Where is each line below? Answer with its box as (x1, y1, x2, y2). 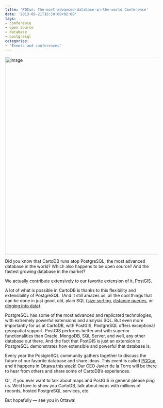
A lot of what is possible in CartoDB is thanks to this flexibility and (5, 287, 136, 293)
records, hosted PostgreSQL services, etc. (5, 388, 90, 393)
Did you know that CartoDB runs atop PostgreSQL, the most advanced (5, 258, 146, 264)
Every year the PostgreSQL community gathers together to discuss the (5, 353, 147, 358)
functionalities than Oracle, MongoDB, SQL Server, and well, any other (5, 333, 146, 339)
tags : (5, 16, 16, 21)
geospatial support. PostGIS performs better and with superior (5, 327, 130, 333)
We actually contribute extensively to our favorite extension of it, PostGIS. (5, 278, 152, 284)
